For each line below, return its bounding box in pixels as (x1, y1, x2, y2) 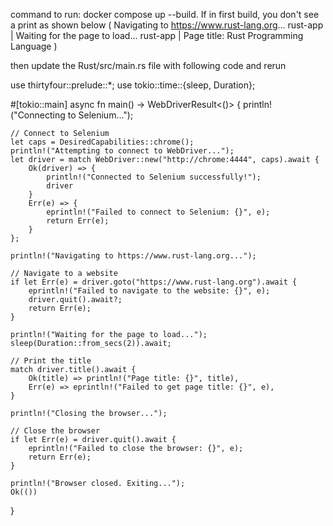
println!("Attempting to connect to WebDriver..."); (10, 146, 235, 156)
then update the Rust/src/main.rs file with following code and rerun (10, 60, 287, 71)
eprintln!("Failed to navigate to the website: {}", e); (28, 286, 271, 296)
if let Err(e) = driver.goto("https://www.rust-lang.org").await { (10, 277, 298, 287)
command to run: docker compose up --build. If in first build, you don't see (10, 9, 320, 20)
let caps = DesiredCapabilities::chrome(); (10, 137, 195, 147)
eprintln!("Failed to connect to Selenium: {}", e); (46, 207, 271, 217)
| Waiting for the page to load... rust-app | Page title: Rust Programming (10, 30, 304, 41)
